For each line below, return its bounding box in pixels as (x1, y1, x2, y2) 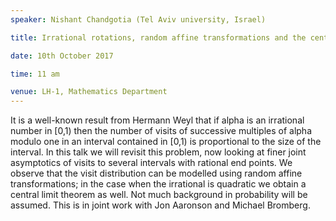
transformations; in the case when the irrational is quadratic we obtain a (10, 178, 307, 190)
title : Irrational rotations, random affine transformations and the (10, 32, 307, 43)
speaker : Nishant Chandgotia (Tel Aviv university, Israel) (10, 14, 267, 25)
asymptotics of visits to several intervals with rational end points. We (10, 157, 293, 169)
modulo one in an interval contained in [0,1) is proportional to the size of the (10, 136, 322, 148)
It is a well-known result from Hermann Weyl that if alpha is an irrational (10, 114, 305, 126)
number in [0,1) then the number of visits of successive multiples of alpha (10, 125, 313, 137)
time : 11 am (10, 69, 60, 79)
